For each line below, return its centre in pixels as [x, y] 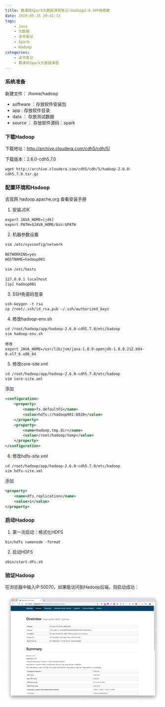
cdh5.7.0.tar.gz [22, 174]
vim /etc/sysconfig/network [34, 245]
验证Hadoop [20, 575]
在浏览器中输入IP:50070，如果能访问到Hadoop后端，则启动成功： [72, 587]
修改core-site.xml [30, 364]
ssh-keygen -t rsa [24, 304]
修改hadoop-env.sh [32, 319]
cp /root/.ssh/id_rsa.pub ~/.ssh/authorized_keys [57, 309]
